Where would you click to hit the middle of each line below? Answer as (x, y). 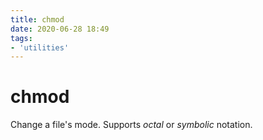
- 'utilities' (40, 47)
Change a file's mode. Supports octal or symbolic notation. (131, 125)
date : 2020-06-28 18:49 (60, 29)
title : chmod (37, 19)
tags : (21, 38)
